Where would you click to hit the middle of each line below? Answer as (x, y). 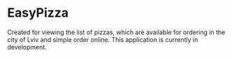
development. (27, 47)
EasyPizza (38, 13)
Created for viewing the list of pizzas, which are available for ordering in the (116, 32)
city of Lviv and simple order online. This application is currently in (103, 39)
